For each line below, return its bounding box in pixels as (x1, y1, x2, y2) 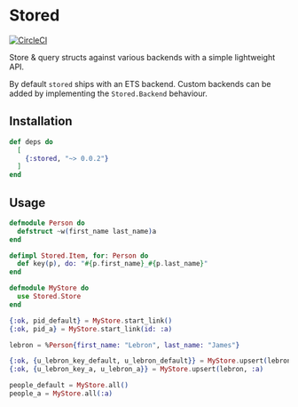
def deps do (9, 137, 53, 147)
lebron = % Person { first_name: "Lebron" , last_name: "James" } (9, 340, 240, 349)
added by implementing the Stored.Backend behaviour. (9, 88, 208, 99)
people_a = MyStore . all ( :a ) (9, 389, 114, 398)
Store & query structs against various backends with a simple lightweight (9, 52, 276, 62)
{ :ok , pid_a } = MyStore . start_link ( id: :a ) (9, 324, 173, 333)
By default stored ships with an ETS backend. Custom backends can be (9, 78, 271, 89)
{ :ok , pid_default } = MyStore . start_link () (9, 316, 173, 325)
